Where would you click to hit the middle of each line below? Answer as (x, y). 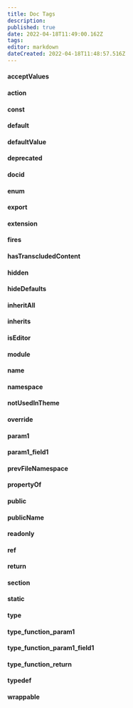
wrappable (24, 697)
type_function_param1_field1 (51, 648)
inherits (19, 321)
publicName (26, 517)
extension (22, 223)
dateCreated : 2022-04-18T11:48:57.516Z (66, 54)
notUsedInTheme (33, 403)
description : (27, 21)
